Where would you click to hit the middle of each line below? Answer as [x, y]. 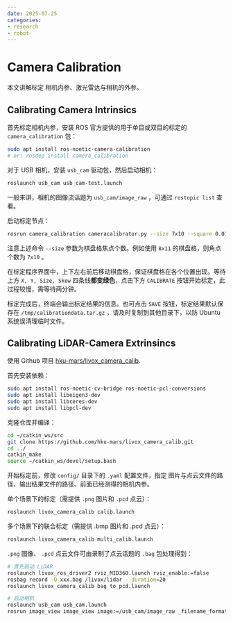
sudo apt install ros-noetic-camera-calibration [79, 149]
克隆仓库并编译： [32, 422]
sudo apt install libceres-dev [52, 402]
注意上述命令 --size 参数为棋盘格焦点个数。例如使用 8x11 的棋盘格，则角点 [114, 248]
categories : [24, 20]
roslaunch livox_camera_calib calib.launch [71, 512]
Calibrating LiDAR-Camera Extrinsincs [92, 343]
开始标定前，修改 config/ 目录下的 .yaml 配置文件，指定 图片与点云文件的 [112, 475]
